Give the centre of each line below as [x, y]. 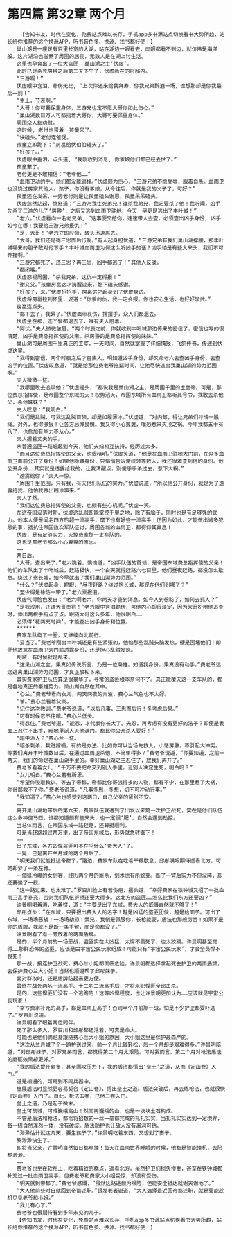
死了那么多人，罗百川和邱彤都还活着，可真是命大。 [78, 1030]
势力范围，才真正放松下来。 [71, 672]
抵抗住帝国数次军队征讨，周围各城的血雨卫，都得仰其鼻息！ [100, 527]
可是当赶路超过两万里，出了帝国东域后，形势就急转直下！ [86, 833]
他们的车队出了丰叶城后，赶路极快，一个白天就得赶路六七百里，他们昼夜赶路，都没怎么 [113, 570]
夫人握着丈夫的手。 [40, 439]
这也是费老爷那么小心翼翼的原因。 [57, 542]
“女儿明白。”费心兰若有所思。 [52, 775]
